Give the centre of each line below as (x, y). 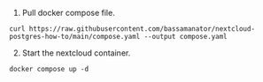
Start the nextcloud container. (76, 53)
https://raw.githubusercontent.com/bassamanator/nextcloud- (142, 29)
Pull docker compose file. (68, 13)
